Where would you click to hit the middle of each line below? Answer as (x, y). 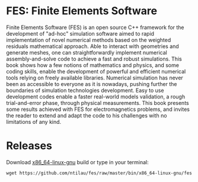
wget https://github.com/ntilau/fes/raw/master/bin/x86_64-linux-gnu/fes (99, 173)
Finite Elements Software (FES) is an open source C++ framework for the (95, 27)
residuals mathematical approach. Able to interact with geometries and (92, 46)
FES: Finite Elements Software (82, 11)
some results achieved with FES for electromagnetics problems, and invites (98, 109)
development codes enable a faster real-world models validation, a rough (96, 97)
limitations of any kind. (34, 122)
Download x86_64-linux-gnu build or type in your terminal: (78, 162)
